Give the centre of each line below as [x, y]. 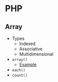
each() [19, 70]
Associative [31, 49]
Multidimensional [36, 54]
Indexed [27, 44]
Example [28, 65]
